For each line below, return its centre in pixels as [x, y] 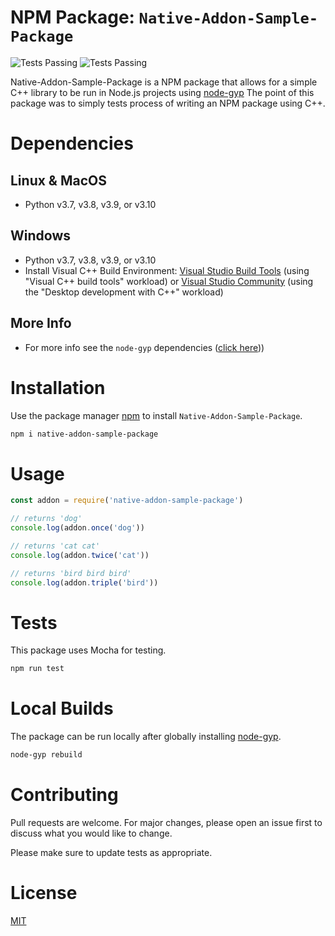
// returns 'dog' [46, 519]
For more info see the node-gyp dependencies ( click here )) [144, 347]
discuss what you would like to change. [91, 833]
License [44, 893]
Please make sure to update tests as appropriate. [111, 852]
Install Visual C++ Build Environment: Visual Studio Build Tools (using [167, 270]
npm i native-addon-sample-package [84, 434]
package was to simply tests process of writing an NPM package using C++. [168, 103]
